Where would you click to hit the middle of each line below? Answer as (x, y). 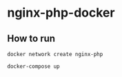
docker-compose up (33, 67)
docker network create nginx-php (55, 54)
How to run (31, 38)
